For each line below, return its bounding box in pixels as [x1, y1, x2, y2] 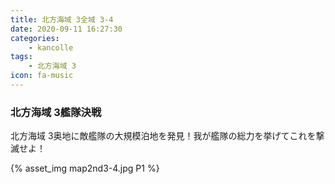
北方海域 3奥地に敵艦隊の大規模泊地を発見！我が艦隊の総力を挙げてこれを [10, 130, 317, 142]
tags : [10, 52, 33, 62]
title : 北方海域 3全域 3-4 [10, 14, 114, 25]
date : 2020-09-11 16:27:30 [10, 24, 123, 34]
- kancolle [28, 42, 74, 53]
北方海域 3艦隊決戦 [10, 105, 102, 119]
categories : [10, 33, 60, 43]
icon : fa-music [10, 71, 74, 81]
